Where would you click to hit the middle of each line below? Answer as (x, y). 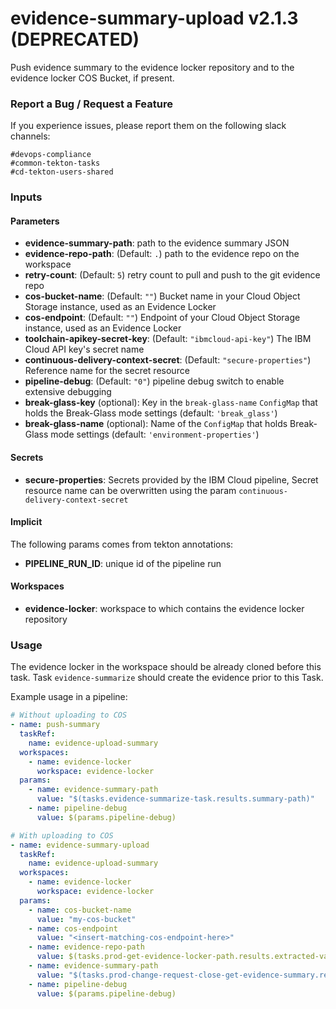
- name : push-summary (55, 725)
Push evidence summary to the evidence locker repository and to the (152, 67)
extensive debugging (68, 392)
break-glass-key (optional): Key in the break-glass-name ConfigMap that (171, 403)
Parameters (35, 221)
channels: (30, 136)
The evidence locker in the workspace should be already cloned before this (166, 667)
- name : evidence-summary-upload (80, 845)
